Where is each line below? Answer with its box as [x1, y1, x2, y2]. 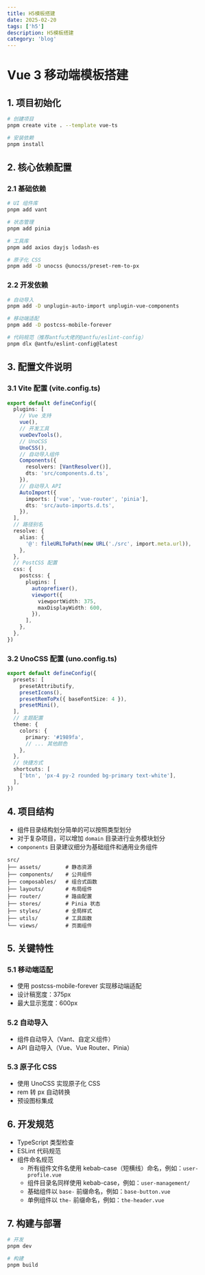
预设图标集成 [16, 1096, 53, 1104]
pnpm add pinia [7, 225, 51, 232]
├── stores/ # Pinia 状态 [7, 900, 101, 907]
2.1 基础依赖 [7, 184, 47, 193]
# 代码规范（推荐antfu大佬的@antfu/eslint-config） [7, 334, 147, 341]
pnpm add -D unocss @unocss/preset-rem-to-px [7, 263, 139, 270]
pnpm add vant [7, 206, 48, 213]
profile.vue [27, 1171, 62, 1179]
